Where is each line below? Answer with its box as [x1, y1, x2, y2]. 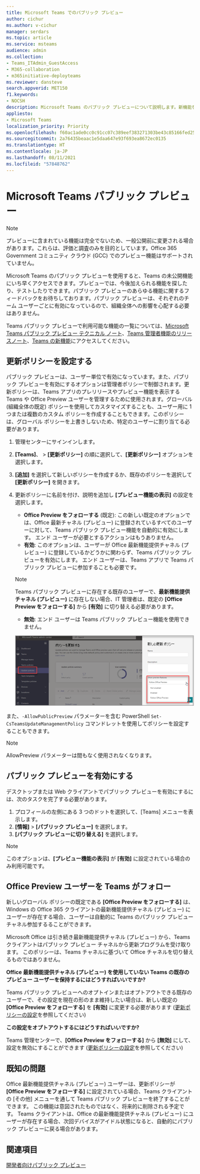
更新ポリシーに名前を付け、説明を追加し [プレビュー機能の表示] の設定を [14, 491, 194, 499]
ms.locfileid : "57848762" [6, 161, 70, 167]
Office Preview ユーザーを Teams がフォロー [6, 881, 171, 891]
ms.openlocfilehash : [6, 129, 58, 136]
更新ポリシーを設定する [6, 356, 92, 366]
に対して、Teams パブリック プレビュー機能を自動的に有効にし [29, 526, 184, 533]
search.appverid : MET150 [6, 86, 68, 92]
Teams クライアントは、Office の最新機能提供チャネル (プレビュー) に [17, 1110, 189, 1118]
